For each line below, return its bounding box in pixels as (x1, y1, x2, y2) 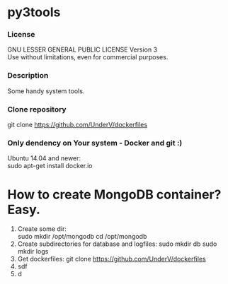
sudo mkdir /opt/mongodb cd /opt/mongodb (17, 232, 147, 241)
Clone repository (7, 104, 67, 114)
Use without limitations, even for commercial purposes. (7, 53, 169, 61)
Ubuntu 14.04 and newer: (7, 154, 81, 162)
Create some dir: (17, 225, 67, 233)
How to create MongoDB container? (7, 187, 222, 202)
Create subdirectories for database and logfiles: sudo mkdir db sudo (17, 239, 217, 248)
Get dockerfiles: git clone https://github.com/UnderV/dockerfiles (17, 255, 207, 264)
